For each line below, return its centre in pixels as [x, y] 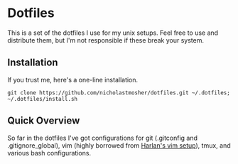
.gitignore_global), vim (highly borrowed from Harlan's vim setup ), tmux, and [119, 145]
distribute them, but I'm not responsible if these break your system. [106, 40]
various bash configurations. [49, 153]
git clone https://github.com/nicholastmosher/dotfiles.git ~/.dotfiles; [119, 93]
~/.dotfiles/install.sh [43, 99]
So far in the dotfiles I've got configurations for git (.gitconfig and [102, 138]
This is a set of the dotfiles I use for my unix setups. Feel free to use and [113, 33]
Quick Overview [44, 121]
